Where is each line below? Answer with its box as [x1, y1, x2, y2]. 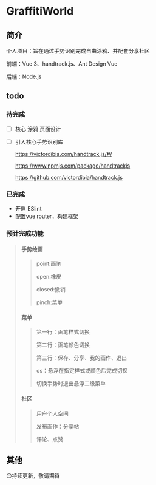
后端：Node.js [6, 73, 42, 80]
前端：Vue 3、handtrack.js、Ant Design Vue [6, 60, 118, 67]
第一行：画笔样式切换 [36, 328, 90, 336]
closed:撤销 [36, 286, 66, 293]
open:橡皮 [36, 273, 62, 280]
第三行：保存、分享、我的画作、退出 [36, 354, 127, 362]
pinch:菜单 [36, 299, 63, 306]
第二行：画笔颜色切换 [36, 341, 90, 348]
